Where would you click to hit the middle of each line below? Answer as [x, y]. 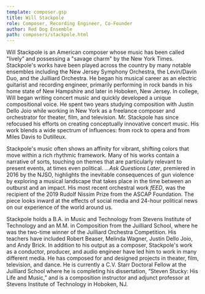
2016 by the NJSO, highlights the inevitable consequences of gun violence [100, 175]
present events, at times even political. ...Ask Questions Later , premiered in [101, 168]
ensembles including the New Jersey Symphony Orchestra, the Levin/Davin [102, 72]
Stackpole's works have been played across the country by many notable [99, 66]
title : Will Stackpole [35, 18]
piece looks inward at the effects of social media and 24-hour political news [102, 201]
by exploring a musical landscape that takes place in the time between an [99, 181]
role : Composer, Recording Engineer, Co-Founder [69, 23]
